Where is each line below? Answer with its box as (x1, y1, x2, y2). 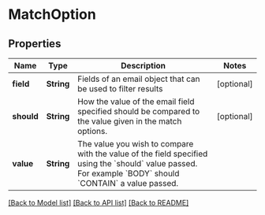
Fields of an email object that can (77, 73, 200, 84)
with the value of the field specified (77, 148, 208, 159)
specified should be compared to (77, 106, 200, 117)
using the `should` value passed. (77, 158, 198, 169)
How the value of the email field (77, 96, 195, 107)
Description (121, 61, 166, 71)
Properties (8, 37, 62, 50)
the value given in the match (77, 116, 182, 127)
